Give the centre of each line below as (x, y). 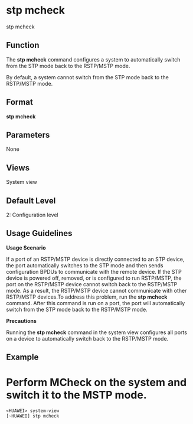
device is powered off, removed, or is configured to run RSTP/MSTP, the (94, 278)
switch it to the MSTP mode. (76, 395)
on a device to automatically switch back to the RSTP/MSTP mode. (87, 338)
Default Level (31, 201)
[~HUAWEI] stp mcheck (33, 416)
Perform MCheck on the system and (97, 383)
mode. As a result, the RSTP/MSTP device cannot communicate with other (97, 290)
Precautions (22, 321)
